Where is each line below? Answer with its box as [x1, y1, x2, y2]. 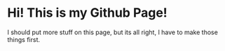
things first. [7, 35, 41, 43]
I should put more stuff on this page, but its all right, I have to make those [7, 28, 219, 36]
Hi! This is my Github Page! [7, 5, 168, 21]
